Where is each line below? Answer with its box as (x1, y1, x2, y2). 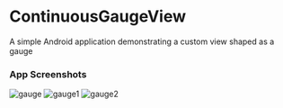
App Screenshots (9, 67, 87, 80)
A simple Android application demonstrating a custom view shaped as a (9, 36, 275, 47)
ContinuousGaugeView (9, 6, 187, 27)
